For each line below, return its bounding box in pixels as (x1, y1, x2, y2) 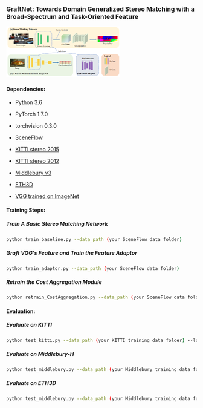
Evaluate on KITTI (6, 321, 53, 329)
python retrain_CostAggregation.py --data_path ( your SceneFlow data (6, 294, 185, 301)
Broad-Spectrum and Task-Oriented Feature (6, 12, 139, 21)
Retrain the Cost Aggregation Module (6, 278, 103, 286)
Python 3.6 (14, 99, 42, 106)
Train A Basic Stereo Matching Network (6, 220, 108, 228)
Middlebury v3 (14, 169, 52, 177)
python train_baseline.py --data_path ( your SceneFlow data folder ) (6, 236, 182, 242)
